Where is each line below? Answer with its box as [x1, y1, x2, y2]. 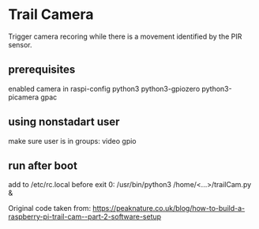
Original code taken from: [8, 204, 92, 213]
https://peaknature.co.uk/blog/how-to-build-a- [92, 204, 246, 213]
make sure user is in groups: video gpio [8, 136, 137, 145]
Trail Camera [8, 6, 94, 24]
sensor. [8, 39, 33, 49]
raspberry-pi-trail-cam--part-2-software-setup [8, 212, 162, 222]
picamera [8, 92, 39, 102]
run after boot [8, 159, 77, 172]
